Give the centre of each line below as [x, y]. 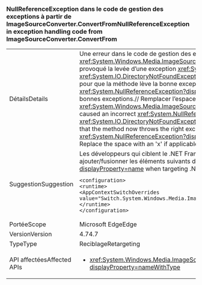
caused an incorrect [108, 114]
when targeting [167, 169]
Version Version [31, 234]
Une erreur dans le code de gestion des [135, 54]
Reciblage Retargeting [109, 244]
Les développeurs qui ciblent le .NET [131, 154]
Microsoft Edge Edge [108, 224]
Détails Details [29, 99]
